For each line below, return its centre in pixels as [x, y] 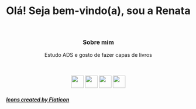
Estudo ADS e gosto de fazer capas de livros [98, 55]
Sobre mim [98, 42]
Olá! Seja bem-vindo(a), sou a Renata [98, 11]
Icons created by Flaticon [38, 99]
